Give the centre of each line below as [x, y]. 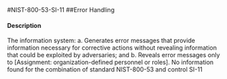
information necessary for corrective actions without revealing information [112, 48]
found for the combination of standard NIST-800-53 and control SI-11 [105, 69]
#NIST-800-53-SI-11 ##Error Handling [61, 10]
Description [24, 25]
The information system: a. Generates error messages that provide [101, 41]
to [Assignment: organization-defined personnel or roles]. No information [110, 62]
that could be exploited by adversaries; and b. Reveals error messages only [114, 55]
